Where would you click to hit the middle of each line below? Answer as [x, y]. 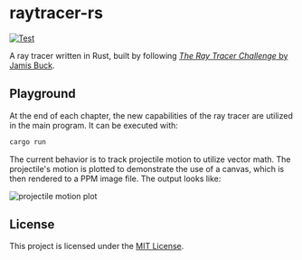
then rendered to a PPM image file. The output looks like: [115, 178]
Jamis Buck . [33, 65]
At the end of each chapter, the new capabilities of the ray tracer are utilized [151, 115]
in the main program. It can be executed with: [94, 125]
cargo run [28, 142]
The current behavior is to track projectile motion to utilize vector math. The [150, 159]
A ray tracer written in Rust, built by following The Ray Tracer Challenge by [149, 55]
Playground [42, 94]
